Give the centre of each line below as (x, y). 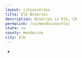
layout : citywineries (28, 10)
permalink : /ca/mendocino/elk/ (38, 24)
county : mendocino (24, 33)
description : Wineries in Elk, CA (41, 19)
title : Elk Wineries (27, 14)
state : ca (15, 28)
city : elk (15, 38)
